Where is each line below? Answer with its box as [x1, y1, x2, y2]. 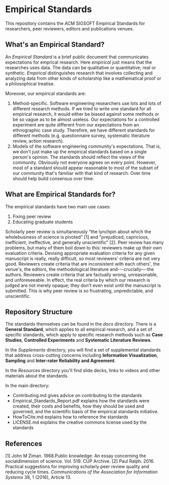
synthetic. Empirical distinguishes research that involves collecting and [5, 70, 153, 76]
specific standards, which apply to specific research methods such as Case [5, 332, 163, 338]
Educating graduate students [12, 218, 73, 225]
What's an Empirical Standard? [5, 40, 105, 49]
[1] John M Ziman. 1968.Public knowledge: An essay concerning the [5, 453, 146, 459]
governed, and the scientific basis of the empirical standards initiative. [12, 409, 159, 415]
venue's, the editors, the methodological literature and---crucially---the [5, 266, 154, 272]
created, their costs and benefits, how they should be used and [12, 403, 144, 409]
